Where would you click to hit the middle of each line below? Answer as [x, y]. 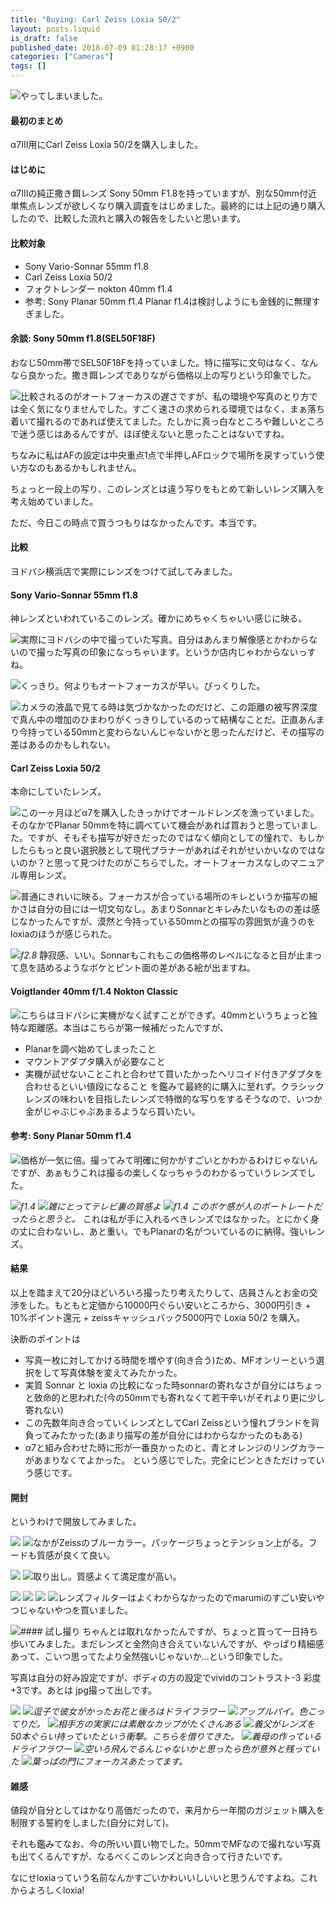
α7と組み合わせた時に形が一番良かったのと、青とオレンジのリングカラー [174, 1448]
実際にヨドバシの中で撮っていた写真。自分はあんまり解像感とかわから [165, 640]
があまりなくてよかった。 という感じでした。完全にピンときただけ [162, 1460]
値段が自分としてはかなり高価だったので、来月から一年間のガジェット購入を [167, 1810]
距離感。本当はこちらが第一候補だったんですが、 [128, 1027]
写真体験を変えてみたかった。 [121, 1373]
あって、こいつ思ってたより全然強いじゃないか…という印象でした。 [149, 1657]
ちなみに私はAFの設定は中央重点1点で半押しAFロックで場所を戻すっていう [163, 455]
